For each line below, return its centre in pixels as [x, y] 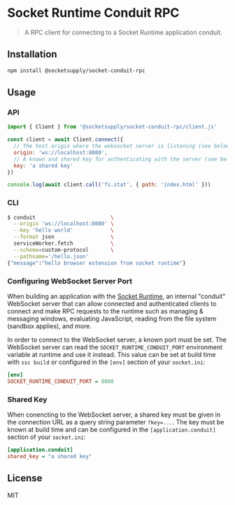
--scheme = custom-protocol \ [64, 250]
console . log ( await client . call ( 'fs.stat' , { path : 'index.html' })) [109, 185]
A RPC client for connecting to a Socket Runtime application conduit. [123, 32]
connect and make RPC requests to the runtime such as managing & [106, 311]
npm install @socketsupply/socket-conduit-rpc [76, 70]
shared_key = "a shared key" [50, 456]
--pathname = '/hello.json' [51, 256]
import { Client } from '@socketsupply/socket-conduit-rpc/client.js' [112, 127]
